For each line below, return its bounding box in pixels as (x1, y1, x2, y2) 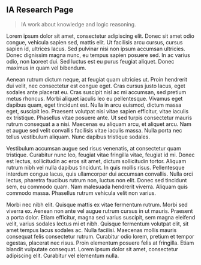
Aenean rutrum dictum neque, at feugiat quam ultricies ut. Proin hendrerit (6, 76, 188, 83)
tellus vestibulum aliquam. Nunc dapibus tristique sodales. (6, 133, 150, 140)
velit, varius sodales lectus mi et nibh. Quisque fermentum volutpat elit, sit (6, 220, 189, 227)
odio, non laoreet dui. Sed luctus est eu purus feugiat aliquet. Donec (6, 58, 175, 65)
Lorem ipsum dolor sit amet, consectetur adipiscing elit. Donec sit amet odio (6, 32, 195, 40)
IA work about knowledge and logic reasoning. (20, 20, 136, 28)
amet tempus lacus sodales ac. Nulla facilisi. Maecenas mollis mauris (6, 226, 177, 233)
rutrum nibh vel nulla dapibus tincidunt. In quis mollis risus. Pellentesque (6, 164, 185, 171)
